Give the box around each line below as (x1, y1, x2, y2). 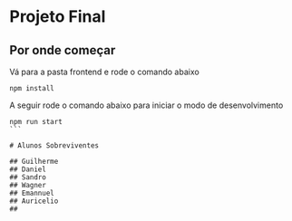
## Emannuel (9, 188, 54, 197)
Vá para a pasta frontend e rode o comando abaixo (9, 66, 200, 77)
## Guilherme (9, 157, 59, 166)
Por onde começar (9, 43, 116, 58)
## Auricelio (9, 197, 59, 206)
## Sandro (9, 173, 47, 182)
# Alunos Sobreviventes (9, 141, 100, 150)
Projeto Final (9, 6, 106, 27)
